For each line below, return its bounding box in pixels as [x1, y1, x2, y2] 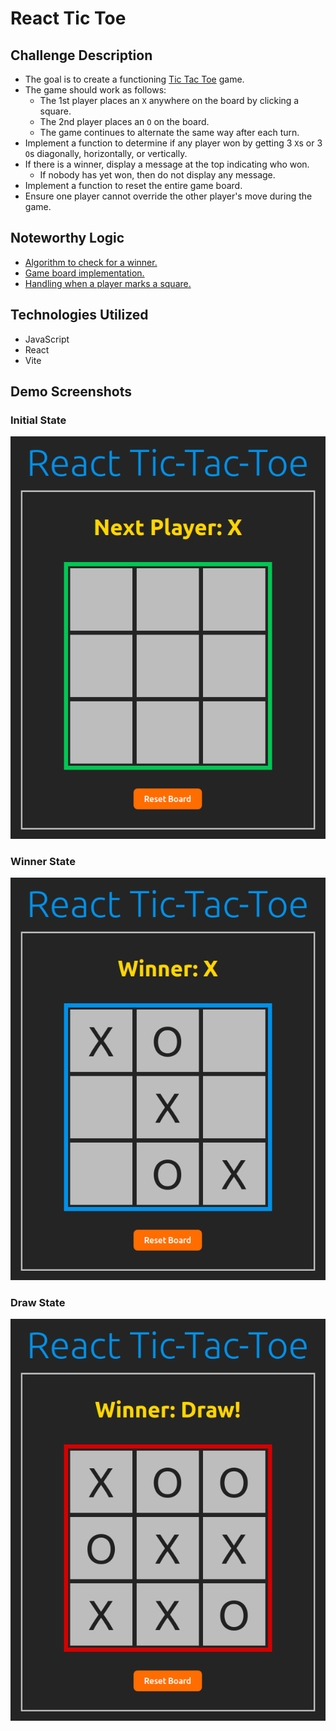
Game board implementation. [24, 267, 145, 279]
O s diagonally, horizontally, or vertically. [24, 148, 188, 159]
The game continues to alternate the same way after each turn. [39, 127, 300, 138]
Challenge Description [10, 47, 153, 64]
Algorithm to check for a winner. [24, 256, 158, 268]
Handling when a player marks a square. [24, 277, 192, 289]
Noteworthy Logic [10, 230, 125, 247]
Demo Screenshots [10, 383, 132, 401]
